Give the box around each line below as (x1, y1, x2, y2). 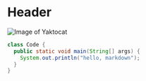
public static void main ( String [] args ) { (13, 47, 140, 55)
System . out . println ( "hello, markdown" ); (20, 54, 140, 61)
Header (7, 4, 51, 20)
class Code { (7, 41, 46, 48)
